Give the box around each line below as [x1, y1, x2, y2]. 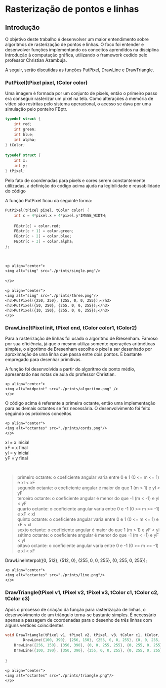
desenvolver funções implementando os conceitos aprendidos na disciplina [5, 47, 159, 52]
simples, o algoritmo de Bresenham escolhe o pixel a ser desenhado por [5, 346, 152, 352]
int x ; [14, 158, 28, 163]
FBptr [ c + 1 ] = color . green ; [14, 229, 74, 233]
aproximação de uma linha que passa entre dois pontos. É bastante [5, 351, 142, 357]
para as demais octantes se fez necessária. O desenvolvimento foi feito [5, 406, 151, 412]
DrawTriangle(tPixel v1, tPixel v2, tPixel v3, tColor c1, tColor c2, [5, 589, 159, 596]
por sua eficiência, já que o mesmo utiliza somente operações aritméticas [5, 341, 156, 347]
